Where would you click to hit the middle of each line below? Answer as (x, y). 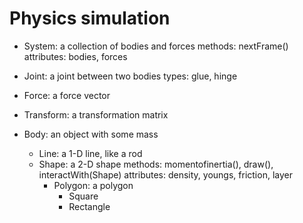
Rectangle (89, 206)
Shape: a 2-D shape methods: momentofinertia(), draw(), (156, 164)
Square (83, 196)
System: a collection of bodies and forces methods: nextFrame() (156, 46)
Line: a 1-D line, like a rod (90, 153)
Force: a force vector (67, 95)
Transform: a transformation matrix (96, 114)
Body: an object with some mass (91, 134)
